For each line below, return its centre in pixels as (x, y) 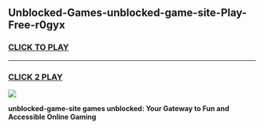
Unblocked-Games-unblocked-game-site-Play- (128, 13)
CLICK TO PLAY (38, 48)
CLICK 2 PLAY (35, 77)
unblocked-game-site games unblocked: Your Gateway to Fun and (119, 108)
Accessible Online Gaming (52, 116)
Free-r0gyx (37, 25)
